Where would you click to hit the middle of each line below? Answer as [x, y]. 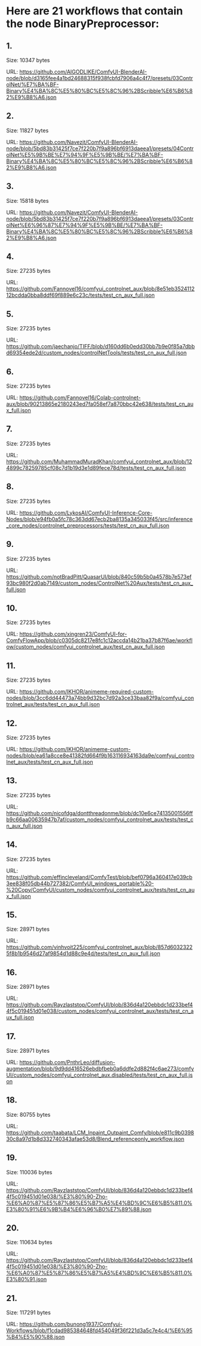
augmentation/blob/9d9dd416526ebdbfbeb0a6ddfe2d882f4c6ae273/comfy [100, 1069]
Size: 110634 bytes [29, 1242]
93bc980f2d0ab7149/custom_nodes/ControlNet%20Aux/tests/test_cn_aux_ [100, 583]
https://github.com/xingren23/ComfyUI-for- [73, 634]
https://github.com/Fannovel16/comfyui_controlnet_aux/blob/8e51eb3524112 [100, 289]
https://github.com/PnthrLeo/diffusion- [67, 1062]
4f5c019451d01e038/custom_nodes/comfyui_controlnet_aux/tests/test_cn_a [100, 1011]
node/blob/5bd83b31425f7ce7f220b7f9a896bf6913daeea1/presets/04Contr [100, 148]
